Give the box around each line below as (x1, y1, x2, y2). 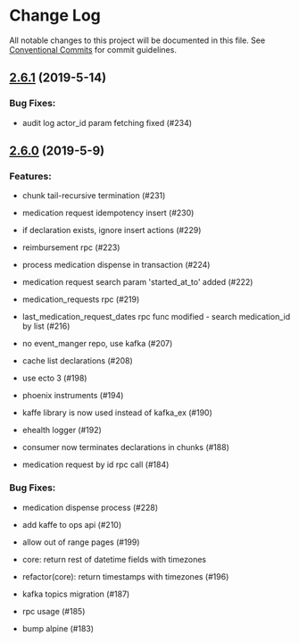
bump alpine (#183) (21, 622, 95, 634)
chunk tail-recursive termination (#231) (21, 190, 166, 201)
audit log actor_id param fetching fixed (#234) (21, 117, 193, 128)
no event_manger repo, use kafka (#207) (21, 338, 173, 349)
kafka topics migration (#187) (21, 589, 130, 599)
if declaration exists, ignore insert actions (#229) (21, 225, 202, 236)
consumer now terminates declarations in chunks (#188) (21, 442, 229, 453)
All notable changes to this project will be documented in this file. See (9, 35, 266, 46)
